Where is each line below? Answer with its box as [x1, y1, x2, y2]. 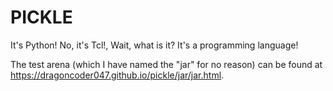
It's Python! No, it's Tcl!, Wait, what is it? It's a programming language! [10, 39, 299, 51]
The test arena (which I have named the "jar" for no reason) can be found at [10, 58, 323, 70]
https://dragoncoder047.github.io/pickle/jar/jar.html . [10, 69, 225, 81]
